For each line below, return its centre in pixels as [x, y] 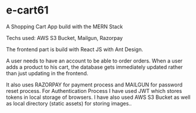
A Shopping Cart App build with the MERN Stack [65, 26]
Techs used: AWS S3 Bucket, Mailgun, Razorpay [65, 38]
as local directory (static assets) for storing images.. [69, 103]
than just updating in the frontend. [47, 73]
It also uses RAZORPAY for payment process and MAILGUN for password [94, 84]
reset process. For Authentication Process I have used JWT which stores [94, 91]
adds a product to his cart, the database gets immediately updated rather [94, 67]
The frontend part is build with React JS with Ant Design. [75, 49]
